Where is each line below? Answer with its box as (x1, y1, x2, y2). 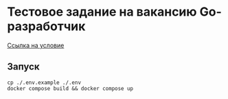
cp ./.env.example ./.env (7, 79, 81, 86)
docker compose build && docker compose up (7, 85, 134, 92)
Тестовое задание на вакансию (7, 4, 197, 20)
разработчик (7, 18, 86, 34)
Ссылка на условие (7, 41, 65, 49)
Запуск (7, 61, 40, 72)
